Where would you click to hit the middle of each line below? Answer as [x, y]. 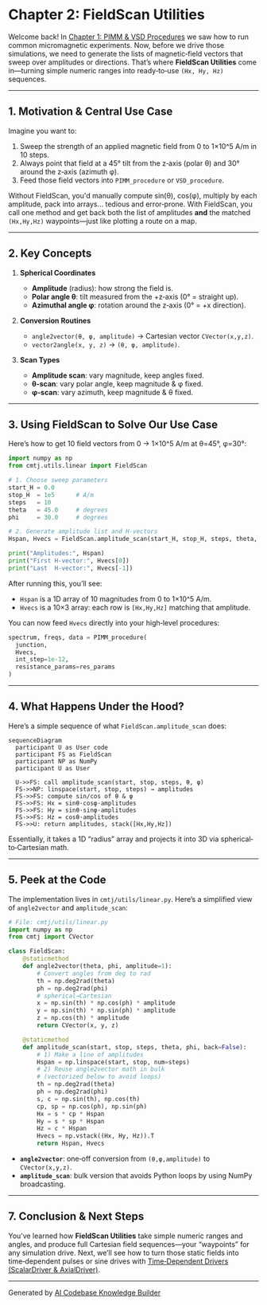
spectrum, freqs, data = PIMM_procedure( [78, 637]
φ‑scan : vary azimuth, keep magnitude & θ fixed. [112, 392]
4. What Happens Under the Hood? [96, 707]
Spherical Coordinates [58, 272]
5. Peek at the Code [57, 880]
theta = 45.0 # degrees [58, 510]
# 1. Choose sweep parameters [58, 480]
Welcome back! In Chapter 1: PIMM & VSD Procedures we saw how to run [128, 37]
